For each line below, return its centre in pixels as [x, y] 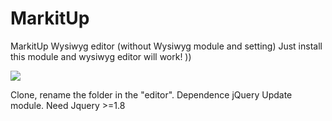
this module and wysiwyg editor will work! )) [101, 56]
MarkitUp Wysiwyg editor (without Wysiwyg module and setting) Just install [166, 46]
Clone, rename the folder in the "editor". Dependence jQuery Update [151, 94]
